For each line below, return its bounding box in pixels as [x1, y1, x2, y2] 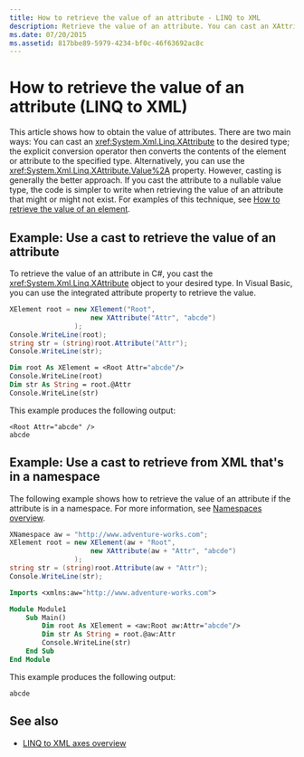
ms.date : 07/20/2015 [9, 30, 88, 39]
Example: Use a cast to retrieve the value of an [9, 230, 276, 245]
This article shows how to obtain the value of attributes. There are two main [9, 127, 291, 138]
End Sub [25, 647, 54, 656]
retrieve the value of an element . [9, 204, 131, 215]
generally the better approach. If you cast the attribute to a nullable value [9, 175, 282, 186]
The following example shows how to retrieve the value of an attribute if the [9, 493, 291, 503]
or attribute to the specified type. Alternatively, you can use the [9, 156, 245, 167]
